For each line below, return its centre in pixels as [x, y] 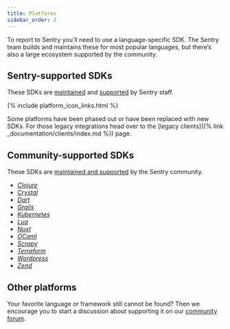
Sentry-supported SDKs [60, 75]
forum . [16, 318]
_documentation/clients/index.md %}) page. [69, 134]
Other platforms [42, 287]
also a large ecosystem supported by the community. [82, 54]
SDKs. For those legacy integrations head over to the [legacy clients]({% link [115, 126]
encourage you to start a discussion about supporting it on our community [112, 311]
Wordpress [33, 258]
